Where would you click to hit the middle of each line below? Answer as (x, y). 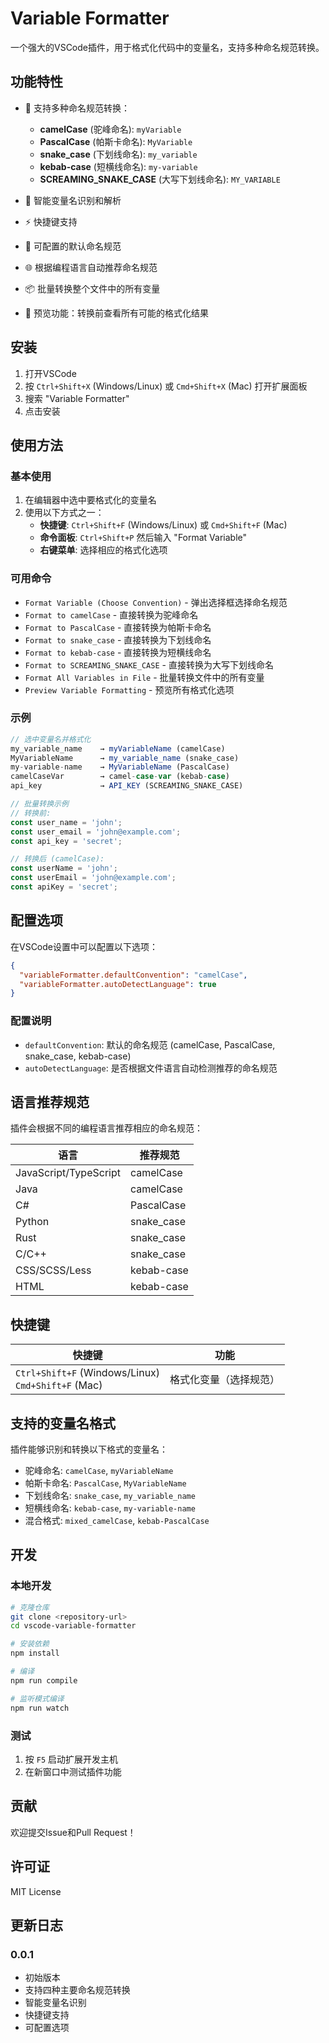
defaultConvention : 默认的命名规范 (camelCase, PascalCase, (150, 1044)
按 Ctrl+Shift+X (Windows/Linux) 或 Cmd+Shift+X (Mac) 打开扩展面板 (166, 386)
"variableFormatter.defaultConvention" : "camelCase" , (133, 975)
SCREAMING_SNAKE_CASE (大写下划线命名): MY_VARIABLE (160, 179)
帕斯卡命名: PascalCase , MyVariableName (105, 1483)
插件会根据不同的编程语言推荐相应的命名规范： (106, 1128)
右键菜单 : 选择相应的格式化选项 (103, 550)
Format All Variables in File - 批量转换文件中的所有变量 (144, 677)
